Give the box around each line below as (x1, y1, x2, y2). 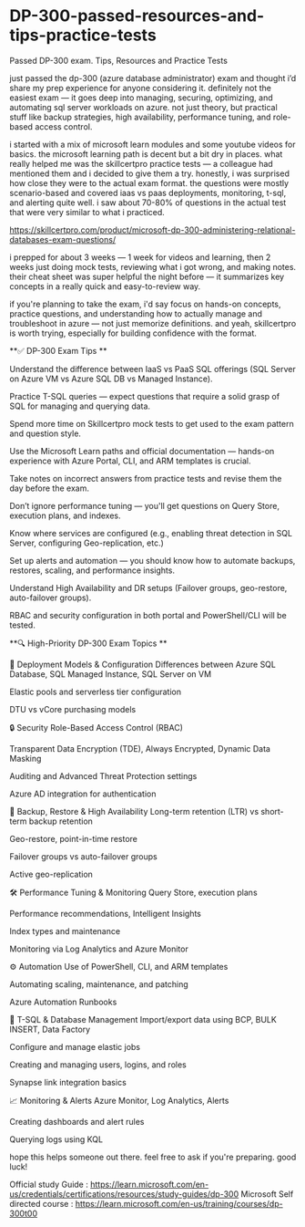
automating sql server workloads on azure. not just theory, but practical (9, 101, 278, 112)
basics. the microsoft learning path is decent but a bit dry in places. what (9, 148, 283, 160)
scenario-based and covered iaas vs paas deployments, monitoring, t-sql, (9, 187, 287, 198)
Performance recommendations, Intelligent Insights (9, 908, 202, 919)
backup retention (28, 816, 94, 827)
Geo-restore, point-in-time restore (9, 833, 138, 844)
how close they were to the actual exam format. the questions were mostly (9, 177, 290, 188)
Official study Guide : (9, 1179, 89, 1190)
